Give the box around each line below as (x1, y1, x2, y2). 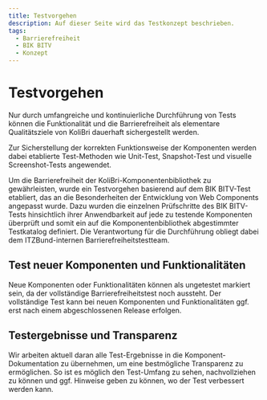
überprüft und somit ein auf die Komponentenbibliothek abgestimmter (8, 218, 239, 227)
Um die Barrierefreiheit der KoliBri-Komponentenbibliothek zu (8, 175, 212, 185)
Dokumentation (8, 358, 59, 368)
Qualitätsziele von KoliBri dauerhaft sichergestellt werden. (8, 127, 200, 137)
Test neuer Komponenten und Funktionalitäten (8, 259, 246, 272)
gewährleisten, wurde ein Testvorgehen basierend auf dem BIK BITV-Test (8, 184, 251, 194)
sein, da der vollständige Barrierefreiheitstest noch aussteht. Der (8, 288, 222, 298)
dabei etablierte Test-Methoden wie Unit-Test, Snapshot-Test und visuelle (8, 151, 253, 161)
